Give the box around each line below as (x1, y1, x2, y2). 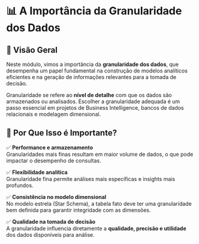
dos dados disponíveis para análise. (6, 231, 95, 238)
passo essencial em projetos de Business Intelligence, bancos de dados (6, 104, 184, 111)
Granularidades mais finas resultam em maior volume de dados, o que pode (6, 150, 194, 158)
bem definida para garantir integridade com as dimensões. (6, 206, 151, 213)
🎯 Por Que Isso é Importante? (6, 128, 117, 138)
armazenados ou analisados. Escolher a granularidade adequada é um (6, 98, 180, 105)
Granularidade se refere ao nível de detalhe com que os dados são (6, 92, 172, 98)
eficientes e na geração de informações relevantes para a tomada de (6, 74, 177, 80)
